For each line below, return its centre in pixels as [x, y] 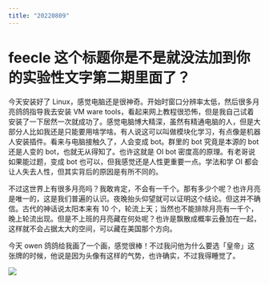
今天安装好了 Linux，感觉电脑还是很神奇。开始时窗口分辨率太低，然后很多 [130, 102]
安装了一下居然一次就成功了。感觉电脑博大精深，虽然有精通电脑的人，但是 [131, 122]
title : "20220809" [39, 16]
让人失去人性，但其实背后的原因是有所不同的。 [85, 171]
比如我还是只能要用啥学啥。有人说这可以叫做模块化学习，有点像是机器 [145, 131]
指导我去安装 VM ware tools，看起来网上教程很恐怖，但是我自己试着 [142, 111]
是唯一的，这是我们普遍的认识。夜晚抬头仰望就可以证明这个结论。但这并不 [131, 198]
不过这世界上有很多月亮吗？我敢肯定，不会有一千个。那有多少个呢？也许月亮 [134, 188]
